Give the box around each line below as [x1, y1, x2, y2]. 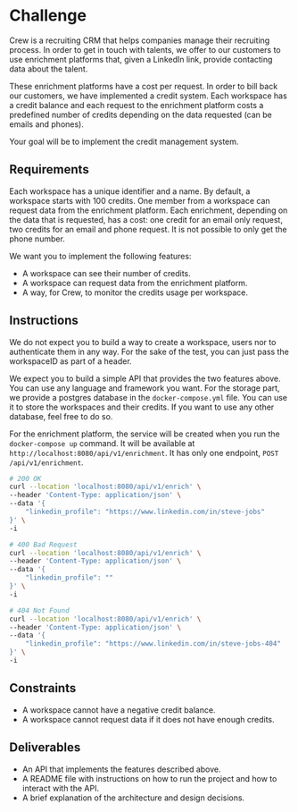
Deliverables [9, 740, 81, 756]
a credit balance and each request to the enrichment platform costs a [9, 99, 264, 110]
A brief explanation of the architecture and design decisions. [21, 792, 245, 803]
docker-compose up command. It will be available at [9, 437, 195, 448]
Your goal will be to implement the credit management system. [9, 136, 239, 147]
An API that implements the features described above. [21, 764, 221, 774]
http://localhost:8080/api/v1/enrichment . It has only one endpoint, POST [9, 447, 279, 458]
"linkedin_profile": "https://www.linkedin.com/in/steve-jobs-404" [25, 639, 281, 648]
